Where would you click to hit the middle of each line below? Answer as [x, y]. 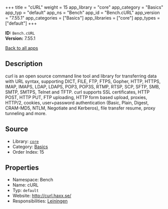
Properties [22, 168]
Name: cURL [25, 185]
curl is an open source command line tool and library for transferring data [81, 76]
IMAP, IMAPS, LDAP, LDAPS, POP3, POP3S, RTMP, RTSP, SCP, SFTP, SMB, [83, 86]
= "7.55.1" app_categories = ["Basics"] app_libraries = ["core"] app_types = [83, 18]
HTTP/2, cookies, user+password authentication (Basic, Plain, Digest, [77, 102]
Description [24, 64]
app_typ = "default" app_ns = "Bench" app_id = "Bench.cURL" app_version [82, 13]
